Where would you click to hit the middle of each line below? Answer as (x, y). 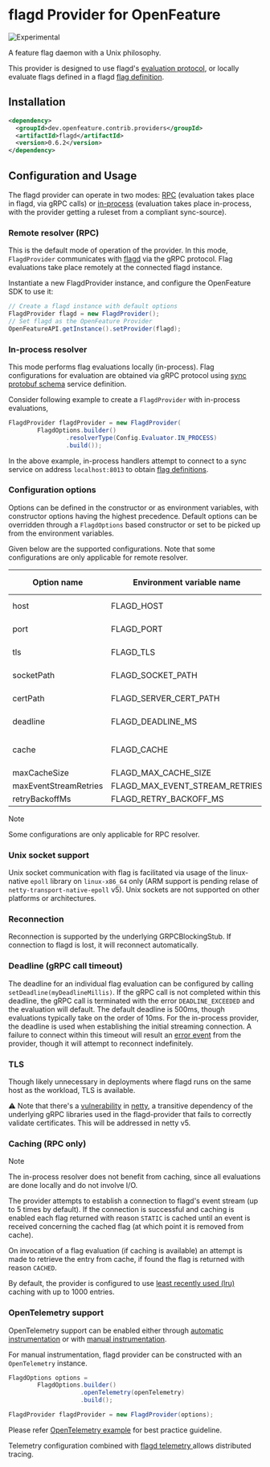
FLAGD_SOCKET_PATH (155, 675)
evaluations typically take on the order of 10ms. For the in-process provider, (134, 1017)
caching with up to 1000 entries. (61, 1292)
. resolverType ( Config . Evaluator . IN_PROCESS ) (141, 438)
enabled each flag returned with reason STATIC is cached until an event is (129, 1218)
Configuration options (52, 490)
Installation (37, 102)
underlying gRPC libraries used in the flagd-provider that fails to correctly (130, 1115)
